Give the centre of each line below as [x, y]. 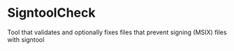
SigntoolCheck [52, 13]
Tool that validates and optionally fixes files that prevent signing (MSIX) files [117, 32]
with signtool [26, 39]
